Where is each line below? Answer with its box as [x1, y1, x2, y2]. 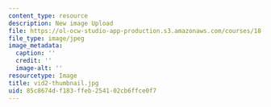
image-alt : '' [15, 64, 63, 72]
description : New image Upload [8, 19, 114, 27]
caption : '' [15, 49, 56, 57]
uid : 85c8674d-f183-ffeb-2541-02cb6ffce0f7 [8, 86, 157, 95]
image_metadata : [8, 42, 63, 50]
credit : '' [15, 57, 52, 65]
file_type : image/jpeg [8, 34, 85, 43]
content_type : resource [8, 11, 89, 20]
